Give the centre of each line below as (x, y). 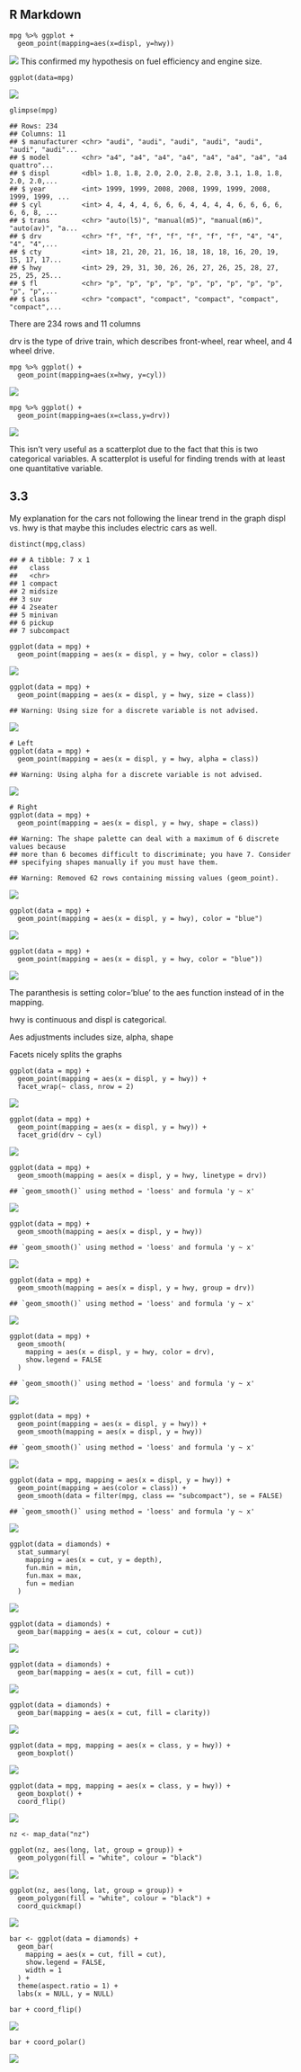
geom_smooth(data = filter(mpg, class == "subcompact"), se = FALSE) (150, 1496)
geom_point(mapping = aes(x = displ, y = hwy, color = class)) (138, 654)
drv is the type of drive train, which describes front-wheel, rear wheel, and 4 (151, 341)
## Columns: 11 (38, 134)
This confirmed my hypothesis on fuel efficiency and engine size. (141, 61)
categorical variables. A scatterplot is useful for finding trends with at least (147, 459)
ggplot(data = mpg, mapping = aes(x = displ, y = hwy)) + (120, 1480)
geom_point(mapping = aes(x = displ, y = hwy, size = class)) (136, 695)
